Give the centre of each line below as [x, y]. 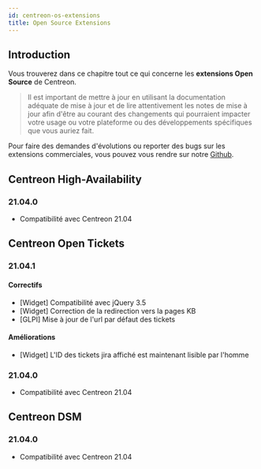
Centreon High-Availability [75, 179]
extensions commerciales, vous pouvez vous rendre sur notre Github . [121, 154]
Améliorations [32, 337]
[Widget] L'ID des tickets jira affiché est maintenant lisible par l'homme [134, 355]
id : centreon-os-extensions [54, 15]
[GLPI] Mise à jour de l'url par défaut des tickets [97, 319]
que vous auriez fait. [61, 131]
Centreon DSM [45, 417]
